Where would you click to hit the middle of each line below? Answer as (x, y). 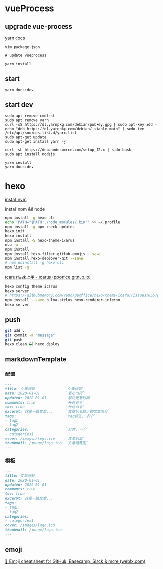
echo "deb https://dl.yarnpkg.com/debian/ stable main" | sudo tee (75, 129)
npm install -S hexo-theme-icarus (40, 240)
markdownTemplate (36, 359)
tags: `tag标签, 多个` (50, 416)
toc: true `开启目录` (45, 407)
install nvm (16, 199)
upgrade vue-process (39, 26)
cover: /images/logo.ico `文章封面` (45, 439)
